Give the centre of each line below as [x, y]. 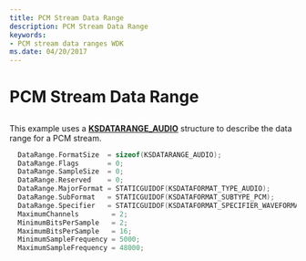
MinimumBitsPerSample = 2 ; [73, 223]
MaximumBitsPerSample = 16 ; [75, 231]
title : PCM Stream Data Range [67, 18]
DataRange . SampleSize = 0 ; [71, 172]
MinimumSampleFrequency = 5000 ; [79, 240]
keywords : [28, 35]
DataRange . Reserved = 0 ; [71, 180]
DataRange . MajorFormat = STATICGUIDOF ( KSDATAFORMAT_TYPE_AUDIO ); [144, 189]
